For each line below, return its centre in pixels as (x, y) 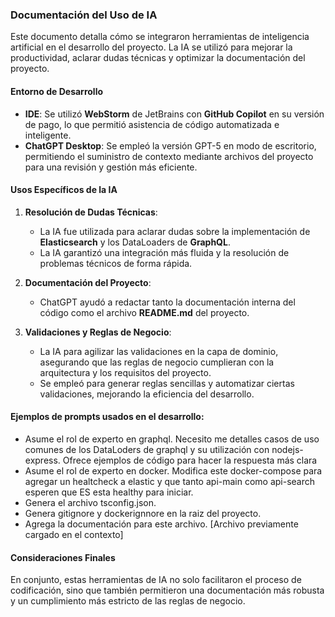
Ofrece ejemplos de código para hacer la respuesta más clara (190, 460)
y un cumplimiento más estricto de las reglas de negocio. (128, 601)
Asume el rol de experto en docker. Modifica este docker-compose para (173, 470)
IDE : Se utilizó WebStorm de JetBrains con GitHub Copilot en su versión (174, 114)
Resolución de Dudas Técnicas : (91, 212)
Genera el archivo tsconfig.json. (90, 502)
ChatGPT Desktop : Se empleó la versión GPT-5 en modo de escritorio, (170, 145)
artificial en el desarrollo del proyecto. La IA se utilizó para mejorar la (151, 47)
